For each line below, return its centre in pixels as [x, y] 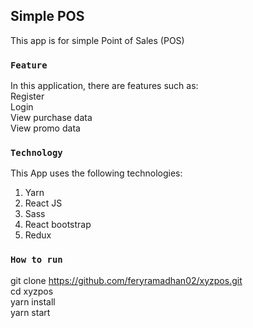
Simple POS [47, 16]
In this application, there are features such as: [104, 86]
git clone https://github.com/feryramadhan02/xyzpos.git [126, 280]
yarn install [33, 301]
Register [27, 96]
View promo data [45, 128]
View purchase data [51, 118]
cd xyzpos [32, 291]
